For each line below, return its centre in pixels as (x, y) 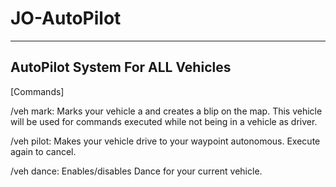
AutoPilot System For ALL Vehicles (121, 67)
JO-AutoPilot (66, 18)
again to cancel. (43, 151)
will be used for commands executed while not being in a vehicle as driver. (164, 121)
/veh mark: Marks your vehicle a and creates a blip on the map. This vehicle (166, 111)
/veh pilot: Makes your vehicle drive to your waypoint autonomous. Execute (165, 141)
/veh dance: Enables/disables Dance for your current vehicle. (136, 171)
